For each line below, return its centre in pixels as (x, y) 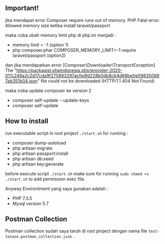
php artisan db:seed (33, 158)
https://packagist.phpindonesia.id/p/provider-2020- (69, 70)
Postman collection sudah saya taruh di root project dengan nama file (76, 231)
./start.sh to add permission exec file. (45, 179)
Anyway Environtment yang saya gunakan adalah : (57, 188)
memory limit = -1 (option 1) (40, 45)
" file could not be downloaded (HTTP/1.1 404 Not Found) (96, 81)
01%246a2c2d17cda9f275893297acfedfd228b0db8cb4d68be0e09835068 (82, 75)
